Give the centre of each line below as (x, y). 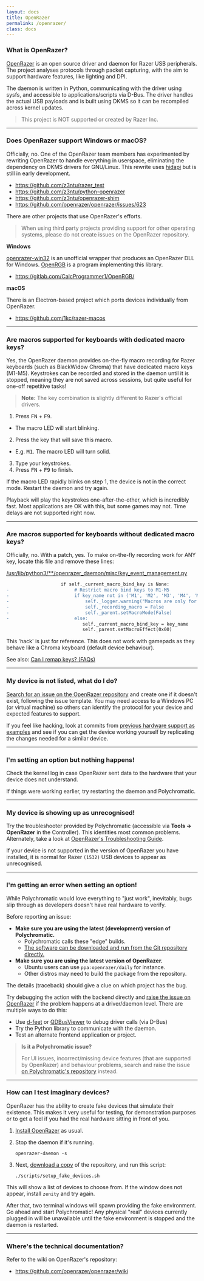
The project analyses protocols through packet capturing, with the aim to (97, 70)
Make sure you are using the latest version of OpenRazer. (89, 961)
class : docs (21, 29)
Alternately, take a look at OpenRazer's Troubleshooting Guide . (85, 839)
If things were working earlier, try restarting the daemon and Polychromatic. (101, 791)
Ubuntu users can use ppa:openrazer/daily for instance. (95, 967)
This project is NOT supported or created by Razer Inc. (90, 119)
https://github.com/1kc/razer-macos (60, 318)
